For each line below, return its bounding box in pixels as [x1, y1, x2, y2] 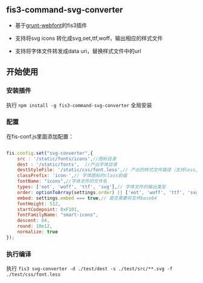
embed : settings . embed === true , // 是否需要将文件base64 [17, 195, 157, 201]
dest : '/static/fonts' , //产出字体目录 [17, 161, 118, 168]
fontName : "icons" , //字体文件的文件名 [17, 178, 108, 184]
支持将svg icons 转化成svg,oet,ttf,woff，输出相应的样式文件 [14, 34, 163, 42]
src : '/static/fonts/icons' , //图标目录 [17, 155, 117, 162]
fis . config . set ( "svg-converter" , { [6, 150, 94, 156]
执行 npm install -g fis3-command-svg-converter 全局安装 [6, 101, 152, 108]
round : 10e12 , [17, 223, 53, 229]
